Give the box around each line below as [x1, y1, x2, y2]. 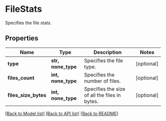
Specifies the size [83, 85, 125, 92]
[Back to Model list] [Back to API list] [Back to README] [5, 110, 119, 117]
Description [93, 48, 122, 55]
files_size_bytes [7, 91, 47, 98]
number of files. [83, 78, 121, 84]
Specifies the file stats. [5, 20, 52, 26]
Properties [5, 34, 39, 42]
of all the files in [83, 91, 121, 98]
